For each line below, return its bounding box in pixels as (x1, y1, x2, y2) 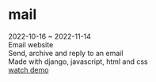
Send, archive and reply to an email (8, 48, 124, 58)
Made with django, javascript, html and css (8, 57, 148, 66)
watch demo (8, 65, 49, 74)
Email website (8, 39, 54, 49)
